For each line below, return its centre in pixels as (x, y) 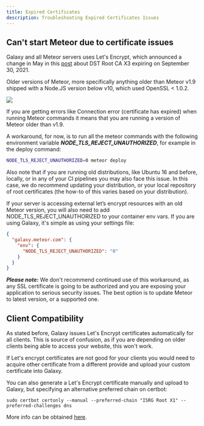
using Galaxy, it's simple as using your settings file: (70, 223)
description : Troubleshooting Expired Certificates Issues (83, 18)
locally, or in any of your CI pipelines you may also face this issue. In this (97, 179)
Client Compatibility (45, 318)
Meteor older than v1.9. (35, 125)
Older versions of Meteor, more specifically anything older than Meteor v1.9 (101, 82)
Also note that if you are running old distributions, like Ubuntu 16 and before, (102, 172)
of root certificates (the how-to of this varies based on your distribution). (97, 192)
